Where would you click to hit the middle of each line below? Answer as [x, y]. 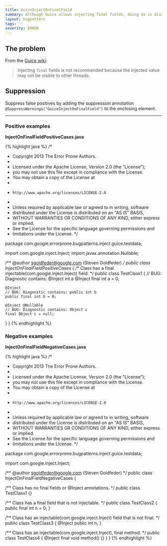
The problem [25, 49]
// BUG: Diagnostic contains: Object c [46, 310]
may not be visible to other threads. [54, 75]
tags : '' [14, 24]
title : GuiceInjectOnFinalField [39, 10]
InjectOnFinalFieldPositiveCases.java [45, 137]
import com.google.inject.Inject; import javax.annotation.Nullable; [72, 253]
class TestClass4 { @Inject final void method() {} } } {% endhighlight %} [79, 538]
